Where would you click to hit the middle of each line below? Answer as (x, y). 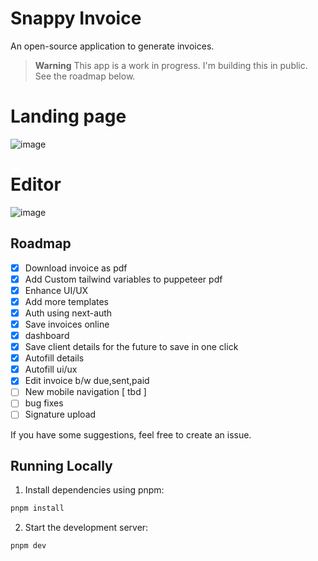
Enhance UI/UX (56, 290)
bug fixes (44, 403)
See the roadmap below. (85, 76)
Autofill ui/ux (51, 369)
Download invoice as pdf (76, 268)
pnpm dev (28, 546)
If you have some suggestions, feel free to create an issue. (131, 434)
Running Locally (61, 465)
